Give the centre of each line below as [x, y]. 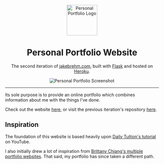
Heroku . [82, 71]
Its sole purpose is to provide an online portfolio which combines [70, 95]
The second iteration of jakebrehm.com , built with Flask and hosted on [82, 66]
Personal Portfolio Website [82, 52]
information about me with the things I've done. [53, 100]
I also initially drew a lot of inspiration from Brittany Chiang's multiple [74, 151]
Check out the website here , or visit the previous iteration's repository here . [81, 109]
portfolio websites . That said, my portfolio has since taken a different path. [80, 156]
